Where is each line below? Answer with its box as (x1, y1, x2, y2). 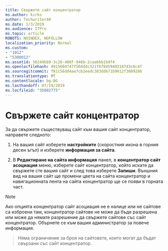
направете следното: (5, 132, 51, 138)
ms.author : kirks (5, 12, 42, 17)
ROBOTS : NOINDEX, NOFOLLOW (5, 36, 63, 41)
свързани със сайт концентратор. (17, 240, 92, 246)
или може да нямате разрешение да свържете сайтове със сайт (5, 214, 147, 221)
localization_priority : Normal (5, 41, 72, 46)
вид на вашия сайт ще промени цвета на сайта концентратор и (12, 173, 151, 179)
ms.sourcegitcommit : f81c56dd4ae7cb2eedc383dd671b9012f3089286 (5, 69, 143, 74)
